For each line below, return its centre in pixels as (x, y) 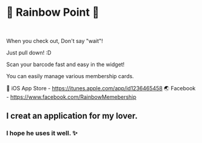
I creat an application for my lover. (72, 116)
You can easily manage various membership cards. (70, 76)
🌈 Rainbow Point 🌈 (53, 12)
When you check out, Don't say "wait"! (55, 41)
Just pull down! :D (29, 52)
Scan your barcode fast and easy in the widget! (66, 64)
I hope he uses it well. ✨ (42, 133)
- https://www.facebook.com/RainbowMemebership (71, 97)
